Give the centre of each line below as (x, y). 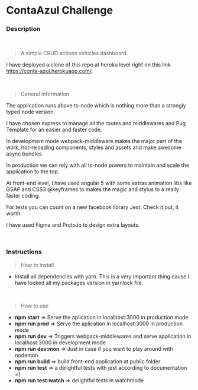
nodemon (26, 355)
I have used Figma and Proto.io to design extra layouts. (73, 225)
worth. (14, 214)
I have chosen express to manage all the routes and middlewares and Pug (96, 123)
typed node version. (30, 112)
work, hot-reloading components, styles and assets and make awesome (94, 148)
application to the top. (33, 172)
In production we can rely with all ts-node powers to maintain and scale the (98, 165)
